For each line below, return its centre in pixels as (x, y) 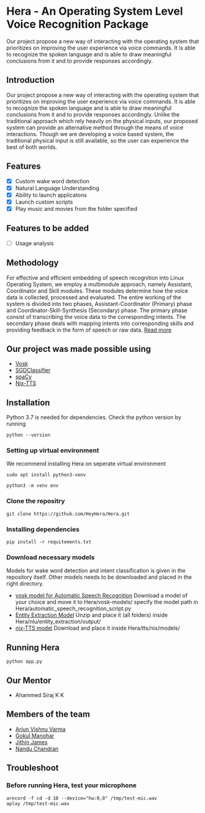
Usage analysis (34, 243)
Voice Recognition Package (77, 24)
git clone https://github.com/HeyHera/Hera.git (68, 514)
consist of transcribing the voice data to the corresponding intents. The (96, 316)
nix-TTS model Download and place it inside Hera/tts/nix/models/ (98, 628)
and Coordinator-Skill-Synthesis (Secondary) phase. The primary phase (97, 310)
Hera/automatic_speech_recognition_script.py (73, 609)
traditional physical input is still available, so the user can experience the (98, 140)
